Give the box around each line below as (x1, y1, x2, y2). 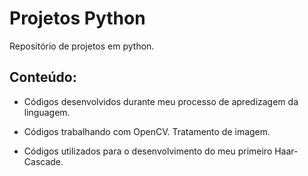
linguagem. (23, 106, 71, 118)
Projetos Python (9, 7, 146, 30)
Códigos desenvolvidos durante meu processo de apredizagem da (23, 95, 299, 107)
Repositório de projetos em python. (9, 40, 155, 52)
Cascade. (23, 155, 64, 167)
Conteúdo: (9, 69, 77, 86)
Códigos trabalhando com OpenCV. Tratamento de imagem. (23, 125, 271, 137)
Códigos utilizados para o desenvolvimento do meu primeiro (23, 145, 273, 157)
